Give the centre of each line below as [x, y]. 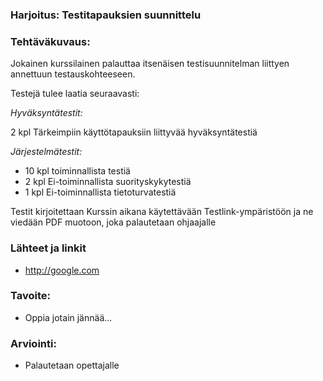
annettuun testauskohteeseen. [73, 74]
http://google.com [62, 270]
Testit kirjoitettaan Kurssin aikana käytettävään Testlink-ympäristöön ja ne [162, 212]
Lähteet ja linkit [48, 248]
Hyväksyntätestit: [46, 113]
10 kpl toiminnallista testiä [77, 171]
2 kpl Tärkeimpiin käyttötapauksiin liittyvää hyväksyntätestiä [134, 132]
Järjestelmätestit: [46, 152]
